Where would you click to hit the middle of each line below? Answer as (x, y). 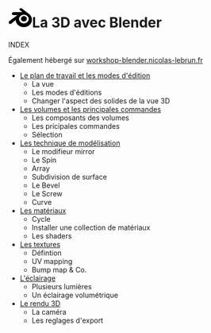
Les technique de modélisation (70, 143)
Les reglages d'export (67, 320)
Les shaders (52, 236)
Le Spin (44, 160)
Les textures (40, 244)
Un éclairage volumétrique (75, 295)
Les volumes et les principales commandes (90, 109)
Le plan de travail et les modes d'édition (85, 76)
